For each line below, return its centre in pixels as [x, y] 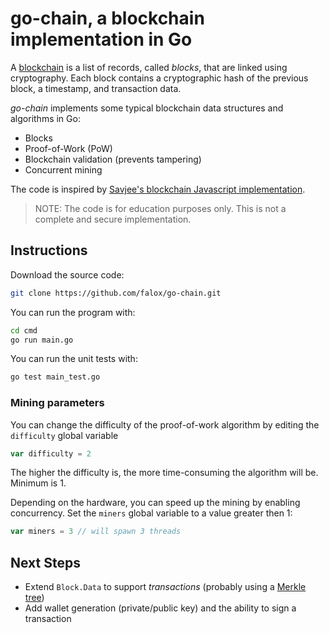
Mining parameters [57, 403]
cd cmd [24, 330]
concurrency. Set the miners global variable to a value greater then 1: [151, 513]
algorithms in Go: [45, 118]
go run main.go [42, 340]
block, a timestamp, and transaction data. [96, 88]
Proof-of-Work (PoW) [68, 148]
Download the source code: [67, 274]
